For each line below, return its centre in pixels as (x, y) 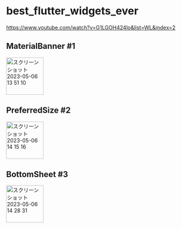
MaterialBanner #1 (41, 46)
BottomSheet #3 (37, 174)
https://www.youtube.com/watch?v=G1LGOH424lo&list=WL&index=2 (91, 27)
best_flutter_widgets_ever (73, 11)
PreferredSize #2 (38, 111)
